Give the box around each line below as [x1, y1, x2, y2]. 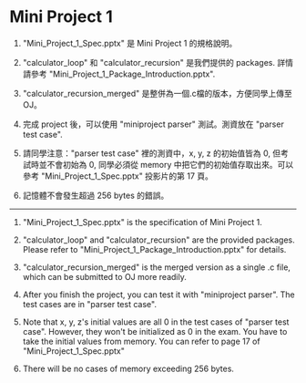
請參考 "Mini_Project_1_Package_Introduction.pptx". [22, 68, 216, 79]
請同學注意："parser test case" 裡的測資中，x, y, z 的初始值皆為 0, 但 [22, 148, 281, 159]
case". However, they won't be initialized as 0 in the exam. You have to [22, 326, 288, 336]
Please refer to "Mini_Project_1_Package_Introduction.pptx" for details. [22, 243, 287, 254]
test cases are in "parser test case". [22, 298, 158, 309]
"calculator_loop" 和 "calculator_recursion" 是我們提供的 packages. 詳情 [22, 57, 294, 67]
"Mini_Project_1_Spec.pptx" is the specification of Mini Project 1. [22, 216, 262, 227]
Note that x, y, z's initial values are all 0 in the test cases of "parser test [22, 316, 290, 327]
